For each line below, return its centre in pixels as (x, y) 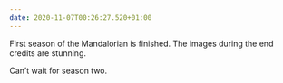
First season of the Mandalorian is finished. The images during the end (141, 43)
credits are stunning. (48, 53)
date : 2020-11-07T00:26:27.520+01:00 (81, 18)
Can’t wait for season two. (59, 70)
